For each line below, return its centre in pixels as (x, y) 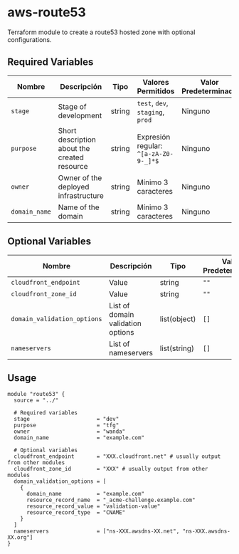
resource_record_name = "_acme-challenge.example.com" (111, 500)
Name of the (79, 207)
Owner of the (80, 177)
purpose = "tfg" (67, 425)
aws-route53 (47, 12)
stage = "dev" (67, 419)
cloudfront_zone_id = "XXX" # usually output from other (111, 469)
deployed (74, 187)
